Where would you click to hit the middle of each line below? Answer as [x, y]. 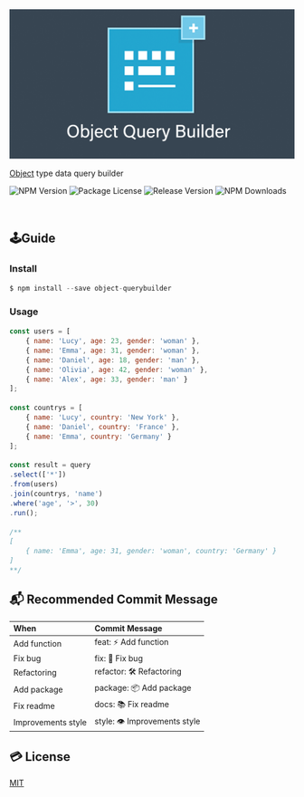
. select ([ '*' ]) [38, 475]
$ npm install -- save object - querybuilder [90, 288]
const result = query [50, 466]
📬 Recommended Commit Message [114, 600]
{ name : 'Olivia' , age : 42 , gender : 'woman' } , [117, 370]
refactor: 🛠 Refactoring [138, 671]
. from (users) [34, 485]
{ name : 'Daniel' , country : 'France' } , [103, 427]
